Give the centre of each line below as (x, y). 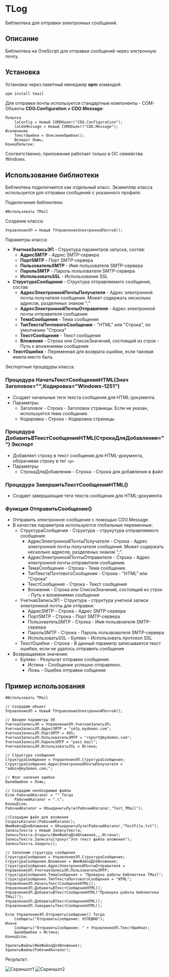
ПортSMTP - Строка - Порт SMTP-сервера (74, 616)
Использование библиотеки (52, 175)
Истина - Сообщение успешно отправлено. (74, 665)
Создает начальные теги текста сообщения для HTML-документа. (84, 397)
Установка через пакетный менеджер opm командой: (64, 84)
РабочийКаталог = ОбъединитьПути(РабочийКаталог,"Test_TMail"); (74, 809)
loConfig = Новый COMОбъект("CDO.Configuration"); (69, 122)
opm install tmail (24, 94)
